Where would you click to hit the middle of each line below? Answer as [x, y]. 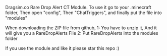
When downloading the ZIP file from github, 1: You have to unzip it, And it [81, 28]
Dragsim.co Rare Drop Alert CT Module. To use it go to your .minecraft [78, 7]
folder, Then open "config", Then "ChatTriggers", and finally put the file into [84, 13]
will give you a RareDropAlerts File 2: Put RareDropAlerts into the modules [82, 33]
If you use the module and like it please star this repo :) [62, 48]
